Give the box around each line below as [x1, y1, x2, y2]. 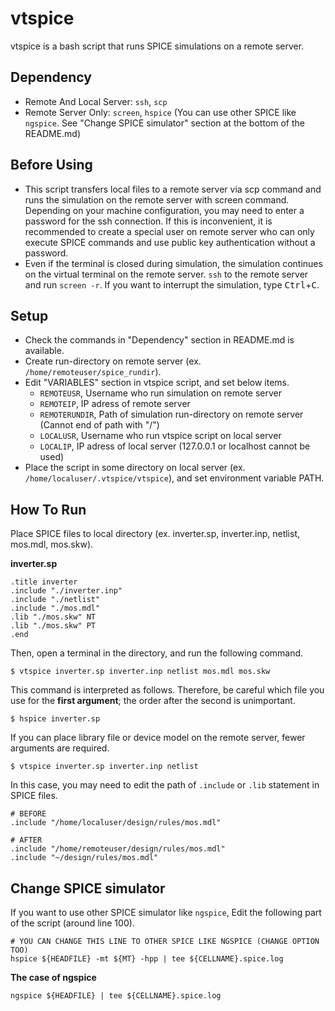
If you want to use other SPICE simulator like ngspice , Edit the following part [10, 907, 322, 918]
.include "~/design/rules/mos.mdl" [10, 853, 159, 863]
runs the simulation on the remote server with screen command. [24, 193, 290, 206]
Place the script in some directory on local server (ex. [24, 462, 246, 474]
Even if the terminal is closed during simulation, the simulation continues [24, 257, 323, 269]
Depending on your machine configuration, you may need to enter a [24, 204, 305, 216]
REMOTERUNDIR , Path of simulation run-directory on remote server [39, 408, 304, 421]
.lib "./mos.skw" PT [10, 621, 97, 631]
